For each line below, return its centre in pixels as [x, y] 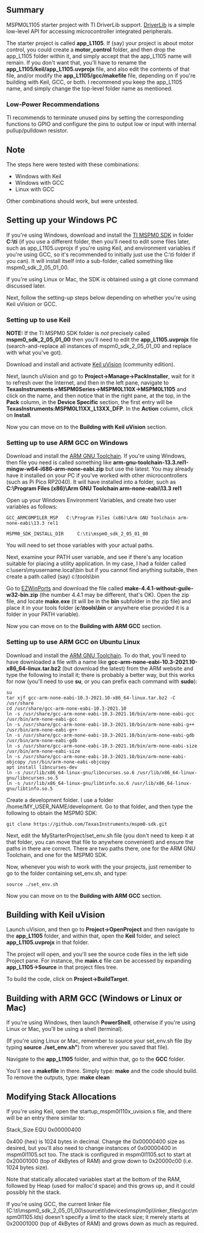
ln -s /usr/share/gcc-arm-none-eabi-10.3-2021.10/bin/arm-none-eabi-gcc [100, 714]
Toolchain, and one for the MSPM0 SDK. [57, 855]
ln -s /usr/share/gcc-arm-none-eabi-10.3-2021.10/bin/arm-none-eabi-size [102, 746]
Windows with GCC [40, 183]
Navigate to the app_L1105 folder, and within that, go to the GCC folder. [96, 1059]
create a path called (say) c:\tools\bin [53, 577]
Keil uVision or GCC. [32, 304]
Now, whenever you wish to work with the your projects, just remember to [99, 867]
